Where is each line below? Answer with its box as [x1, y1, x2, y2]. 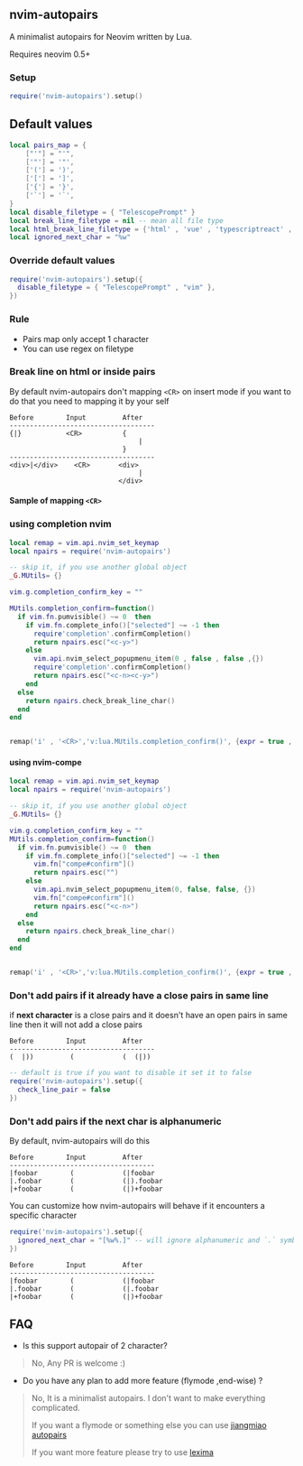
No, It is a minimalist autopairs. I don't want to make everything [31, 1393, 266, 1404]
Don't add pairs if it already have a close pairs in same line [9, 988, 269, 1001]
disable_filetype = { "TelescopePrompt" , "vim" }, [17, 283, 216, 292]
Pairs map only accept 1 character [22, 333, 150, 344]
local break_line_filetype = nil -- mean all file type [9, 216, 224, 225]
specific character [9, 1210, 78, 1220]
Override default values [9, 255, 115, 267]
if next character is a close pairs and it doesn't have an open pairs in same [9, 1010, 289, 1021]
